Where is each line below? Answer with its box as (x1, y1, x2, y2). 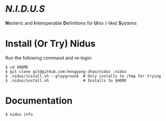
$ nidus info (5, 112, 33, 117)
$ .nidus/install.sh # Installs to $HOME (5, 78, 127, 83)
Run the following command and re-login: (5, 55, 93, 61)
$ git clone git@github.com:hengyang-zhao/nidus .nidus (5, 69, 127, 74)
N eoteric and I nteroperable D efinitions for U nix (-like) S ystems (5, 20, 137, 26)
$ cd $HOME (5, 64, 29, 69)
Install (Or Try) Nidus (5, 38, 96, 50)
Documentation (5, 95, 73, 107)
